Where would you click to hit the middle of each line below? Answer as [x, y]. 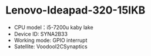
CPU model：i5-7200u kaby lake [53, 27]
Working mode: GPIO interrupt [51, 40]
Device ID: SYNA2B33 [41, 34]
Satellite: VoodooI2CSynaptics [51, 46]
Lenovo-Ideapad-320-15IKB [75, 10]
